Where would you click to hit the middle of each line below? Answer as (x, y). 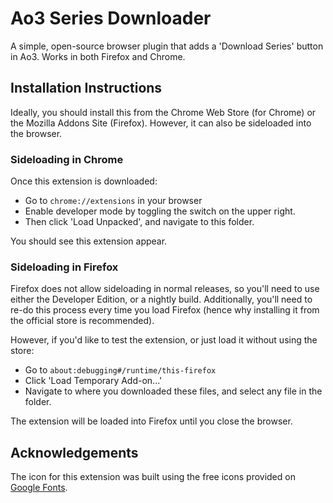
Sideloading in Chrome (67, 159)
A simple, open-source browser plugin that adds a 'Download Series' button (167, 46)
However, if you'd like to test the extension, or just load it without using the (164, 340)
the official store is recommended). (82, 321)
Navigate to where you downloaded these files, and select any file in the (173, 391)
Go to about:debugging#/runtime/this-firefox (120, 370)
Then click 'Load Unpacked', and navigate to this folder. (139, 222)
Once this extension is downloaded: (84, 181)
